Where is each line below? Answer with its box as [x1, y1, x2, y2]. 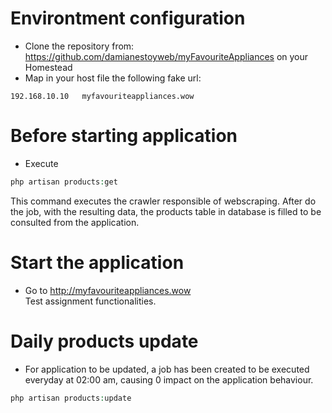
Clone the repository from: [24, 40, 135, 52]
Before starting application [10, 125, 238, 147]
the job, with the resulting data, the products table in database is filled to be [10, 205, 322, 217]
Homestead [24, 61, 73, 73]
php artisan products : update [10, 393, 132, 403]
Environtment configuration [10, 7, 246, 30]
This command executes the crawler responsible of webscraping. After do [10, 195, 317, 207]
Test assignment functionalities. [24, 295, 157, 307]
